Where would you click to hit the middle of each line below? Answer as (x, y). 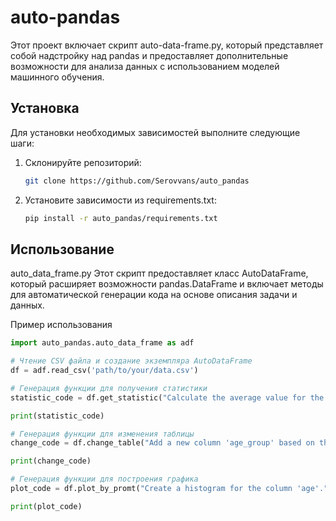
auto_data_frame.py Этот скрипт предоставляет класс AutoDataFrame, (159, 273)
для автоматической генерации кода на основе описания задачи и (154, 295)
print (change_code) (51, 461)
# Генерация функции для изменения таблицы (102, 434)
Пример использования (61, 325)
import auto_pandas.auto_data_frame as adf (102, 343)
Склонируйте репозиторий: (83, 162)
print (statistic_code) (57, 416)
